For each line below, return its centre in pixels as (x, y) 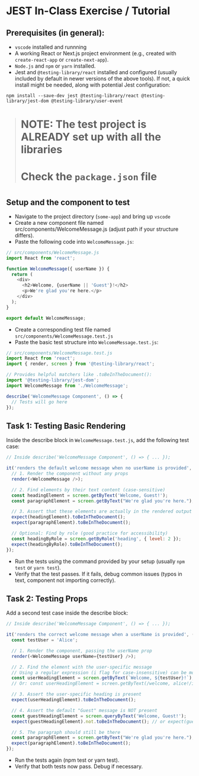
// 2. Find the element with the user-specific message (82, 667)
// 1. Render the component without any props (70, 474)
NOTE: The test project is (84, 124)
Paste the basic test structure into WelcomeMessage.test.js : (86, 342)
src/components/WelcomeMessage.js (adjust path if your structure (97, 229)
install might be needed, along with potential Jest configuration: (92, 85)
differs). (24, 235)
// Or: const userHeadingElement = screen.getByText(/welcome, (91, 683)
